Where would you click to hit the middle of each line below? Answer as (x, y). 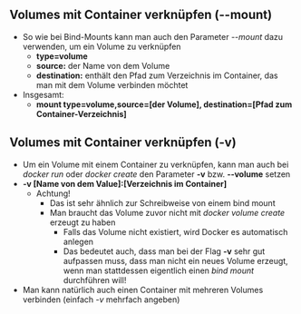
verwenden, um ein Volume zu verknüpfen (102, 46)
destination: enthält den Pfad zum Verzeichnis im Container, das (157, 75)
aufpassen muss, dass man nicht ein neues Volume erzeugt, (175, 260)
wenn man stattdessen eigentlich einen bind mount (159, 270)
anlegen (78, 241)
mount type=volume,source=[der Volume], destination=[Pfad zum (164, 104)
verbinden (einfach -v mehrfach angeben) (101, 299)
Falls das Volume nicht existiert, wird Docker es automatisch (175, 231)
